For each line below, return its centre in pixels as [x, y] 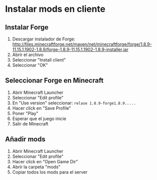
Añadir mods [25, 139]
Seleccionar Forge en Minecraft [54, 80]
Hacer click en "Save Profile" [42, 108]
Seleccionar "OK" [30, 65]
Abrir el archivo [28, 55]
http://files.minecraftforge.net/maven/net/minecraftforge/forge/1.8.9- [82, 44]
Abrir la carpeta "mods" [36, 167]
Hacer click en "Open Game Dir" [45, 161]
